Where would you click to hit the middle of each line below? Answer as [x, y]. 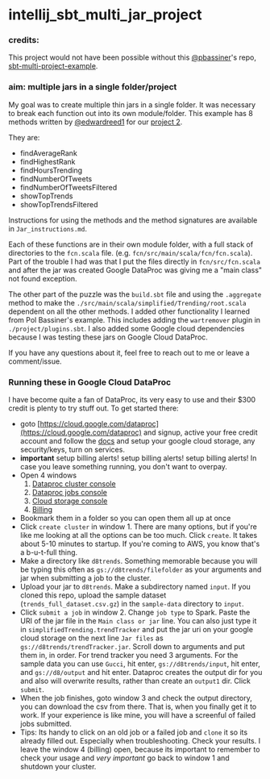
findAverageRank [49, 153]
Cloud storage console [70, 501]
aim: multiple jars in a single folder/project [93, 87]
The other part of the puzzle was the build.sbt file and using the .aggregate [135, 294]
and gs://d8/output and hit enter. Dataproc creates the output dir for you [141, 673]
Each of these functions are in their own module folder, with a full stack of [131, 244]
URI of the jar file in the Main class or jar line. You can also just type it [138, 621]
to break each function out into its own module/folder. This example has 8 [131, 113]
